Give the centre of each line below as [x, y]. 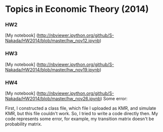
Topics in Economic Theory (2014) [77, 9]
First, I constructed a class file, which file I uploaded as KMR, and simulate [81, 108]
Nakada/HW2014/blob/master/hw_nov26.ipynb [53, 99]
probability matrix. [24, 124]
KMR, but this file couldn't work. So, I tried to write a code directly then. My [81, 114]
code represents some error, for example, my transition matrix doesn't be [80, 119]
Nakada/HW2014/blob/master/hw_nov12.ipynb [53, 41]
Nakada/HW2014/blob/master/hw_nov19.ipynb [52, 69]
